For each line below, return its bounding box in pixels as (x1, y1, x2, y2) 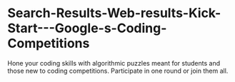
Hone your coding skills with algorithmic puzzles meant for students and (7, 58, 220, 67)
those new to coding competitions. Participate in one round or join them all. (7, 66, 229, 75)
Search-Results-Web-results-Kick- (7, 5, 221, 21)
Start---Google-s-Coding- (7, 20, 167, 36)
